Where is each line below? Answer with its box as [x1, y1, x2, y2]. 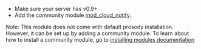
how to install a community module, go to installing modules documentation [5, 36, 195, 43]
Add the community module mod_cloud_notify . [14, 11, 132, 19]
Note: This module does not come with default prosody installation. [5, 24, 174, 30]
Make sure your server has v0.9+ [14, 5, 98, 12]
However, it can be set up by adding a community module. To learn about [5, 30, 189, 37]
